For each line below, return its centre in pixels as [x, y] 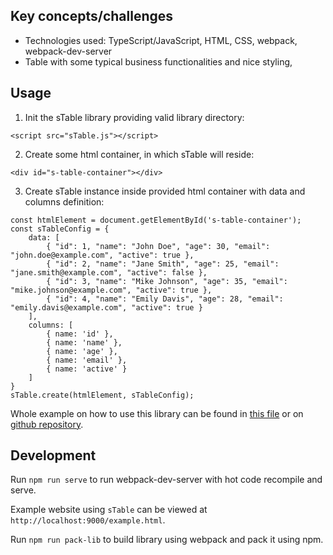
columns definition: [64, 201]
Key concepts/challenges [92, 16]
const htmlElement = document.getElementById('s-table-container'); [156, 220]
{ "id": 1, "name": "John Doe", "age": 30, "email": [158, 246]
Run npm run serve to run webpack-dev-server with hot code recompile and [166, 480]
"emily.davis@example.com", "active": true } [106, 307]
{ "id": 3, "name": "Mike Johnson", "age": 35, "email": [167, 281]
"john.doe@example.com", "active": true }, [102, 255]
